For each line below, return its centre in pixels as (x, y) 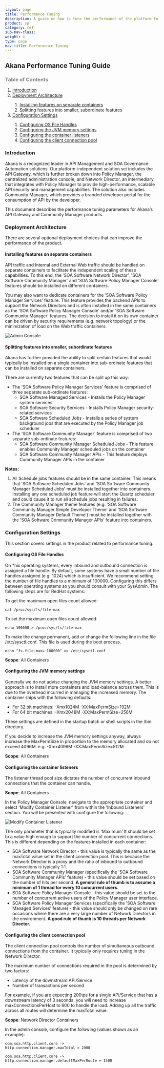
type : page (16, 41)
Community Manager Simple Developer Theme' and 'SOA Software (80, 510)
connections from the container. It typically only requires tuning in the (75, 951)
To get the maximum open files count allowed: (51, 600)
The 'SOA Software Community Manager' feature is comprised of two (82, 434)
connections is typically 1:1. (40, 867)
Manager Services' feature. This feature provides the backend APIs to (75, 300)
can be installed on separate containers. (45, 368)
